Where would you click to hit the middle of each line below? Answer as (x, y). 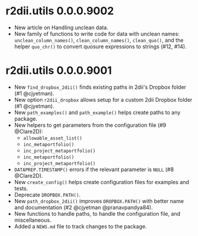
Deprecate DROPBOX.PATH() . (47, 194)
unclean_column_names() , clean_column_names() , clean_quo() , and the (99, 40)
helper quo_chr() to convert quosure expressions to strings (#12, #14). (100, 46)
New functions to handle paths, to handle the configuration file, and (97, 213)
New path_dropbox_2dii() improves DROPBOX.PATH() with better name (99, 201)
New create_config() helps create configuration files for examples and (101, 182)
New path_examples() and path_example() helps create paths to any (97, 112)
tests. (21, 188)
